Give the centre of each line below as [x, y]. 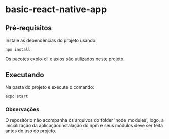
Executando [25, 75]
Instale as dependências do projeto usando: [51, 40]
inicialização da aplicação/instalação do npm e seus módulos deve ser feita [84, 126]
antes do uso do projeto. [31, 131]
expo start [17, 96]
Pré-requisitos [29, 28]
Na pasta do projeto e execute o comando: [50, 87]
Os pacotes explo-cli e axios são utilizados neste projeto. [65, 59]
